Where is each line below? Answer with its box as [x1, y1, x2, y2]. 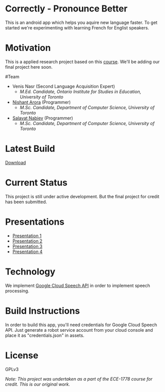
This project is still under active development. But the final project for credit [5, 193, 160, 199]
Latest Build [5, 143, 56, 154]
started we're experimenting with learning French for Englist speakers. [5, 24, 149, 30]
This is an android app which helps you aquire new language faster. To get [5, 19, 158, 25]
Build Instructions [5, 305, 81, 316]
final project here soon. [5, 64, 53, 70]
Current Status [5, 177, 68, 188]
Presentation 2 [12, 238, 43, 244]
